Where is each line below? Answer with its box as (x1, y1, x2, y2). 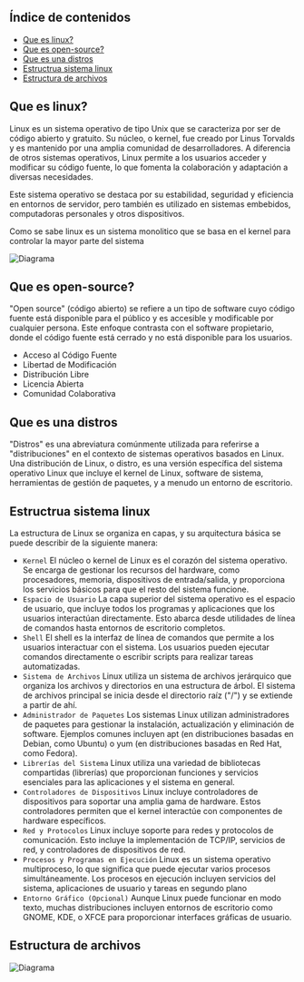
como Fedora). (22, 748, 78, 759)
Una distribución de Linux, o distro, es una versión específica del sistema (9, 458, 283, 469)
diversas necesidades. (9, 171, 93, 182)
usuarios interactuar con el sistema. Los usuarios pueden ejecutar (22, 642, 270, 653)
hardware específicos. (22, 815, 107, 827)
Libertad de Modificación (22, 359, 117, 370)
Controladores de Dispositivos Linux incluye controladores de (22, 787, 259, 798)
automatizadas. (22, 661, 81, 673)
